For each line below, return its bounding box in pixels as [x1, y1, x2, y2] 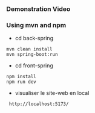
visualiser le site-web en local [15, 90, 90, 97]
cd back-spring [15, 35, 53, 42]
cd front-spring [15, 62, 53, 69]
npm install [6, 74, 36, 80]
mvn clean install [6, 46, 53, 52]
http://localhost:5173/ [8, 101, 69, 107]
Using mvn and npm [6, 20, 67, 29]
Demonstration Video [6, 5, 71, 13]
